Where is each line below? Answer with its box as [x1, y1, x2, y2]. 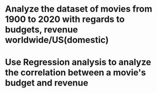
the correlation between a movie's [5, 67, 146, 78]
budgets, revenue [5, 24, 78, 35]
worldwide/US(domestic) [5, 35, 109, 46]
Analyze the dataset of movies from [5, 3, 153, 15]
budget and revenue [5, 77, 88, 89]
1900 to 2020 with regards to [5, 14, 125, 25]
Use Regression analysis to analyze [5, 57, 152, 68]
